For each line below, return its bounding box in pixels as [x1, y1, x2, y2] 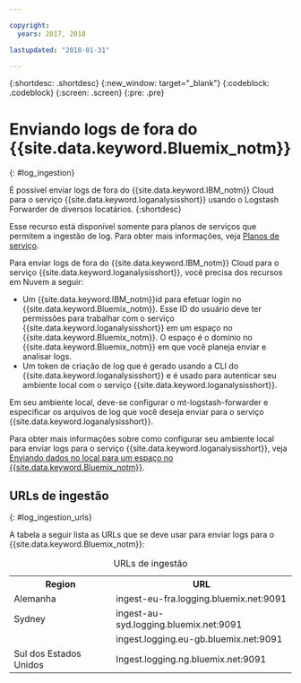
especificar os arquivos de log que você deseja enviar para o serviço [9, 407, 264, 418]
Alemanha [13, 592, 56, 605]
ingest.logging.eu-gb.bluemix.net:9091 [116, 633, 283, 645]
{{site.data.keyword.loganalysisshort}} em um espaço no [21, 323, 233, 333]
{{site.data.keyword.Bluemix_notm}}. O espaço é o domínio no [21, 333, 253, 343]
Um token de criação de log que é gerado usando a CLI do [21, 360, 239, 372]
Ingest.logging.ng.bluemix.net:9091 [116, 653, 267, 666]
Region [45, 578, 76, 591]
